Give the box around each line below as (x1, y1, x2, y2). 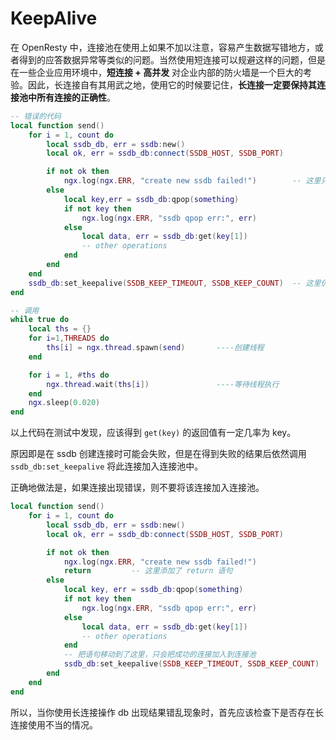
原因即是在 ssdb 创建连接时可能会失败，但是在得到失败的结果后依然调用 (10, 448, 307, 460)
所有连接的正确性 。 (36, 91, 116, 103)
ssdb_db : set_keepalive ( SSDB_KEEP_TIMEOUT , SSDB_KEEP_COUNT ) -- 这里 (28, 278, 322, 288)
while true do (10, 315, 70, 325)
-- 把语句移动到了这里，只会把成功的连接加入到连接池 (63, 650, 257, 660)
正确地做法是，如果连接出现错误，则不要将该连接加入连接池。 (10, 482, 265, 494)
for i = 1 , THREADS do (28, 333, 110, 344)
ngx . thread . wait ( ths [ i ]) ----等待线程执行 (46, 379, 280, 389)
